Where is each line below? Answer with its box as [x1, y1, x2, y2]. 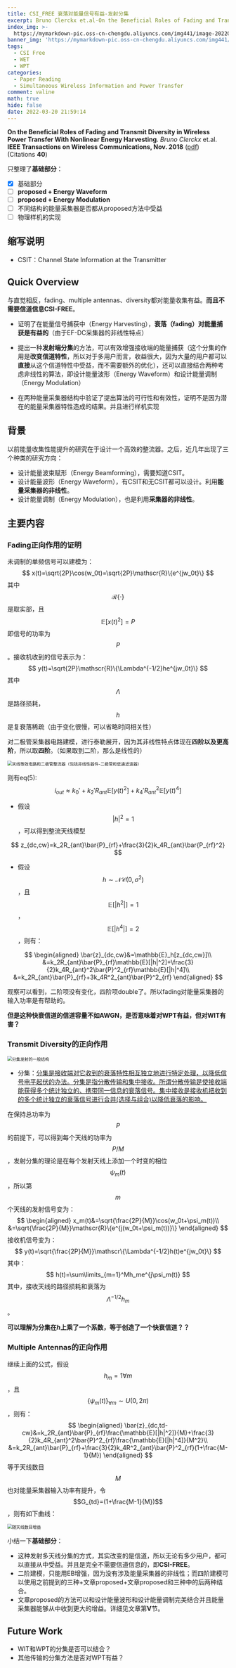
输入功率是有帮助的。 [7, 996, 69, 1004]
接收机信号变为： [7, 1236, 57, 1244]
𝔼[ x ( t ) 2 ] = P [100, 616, 136, 626]
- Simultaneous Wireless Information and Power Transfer [13, 82, 184, 89]
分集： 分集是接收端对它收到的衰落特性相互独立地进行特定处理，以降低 [17, 1069, 221, 1078]
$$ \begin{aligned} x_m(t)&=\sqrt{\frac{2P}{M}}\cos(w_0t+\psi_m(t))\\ [16, 1217, 220, 1225]
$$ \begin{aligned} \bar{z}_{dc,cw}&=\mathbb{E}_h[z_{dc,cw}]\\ [24, 950, 212, 959]
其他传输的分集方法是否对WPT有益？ [17, 1653, 124, 1662]
